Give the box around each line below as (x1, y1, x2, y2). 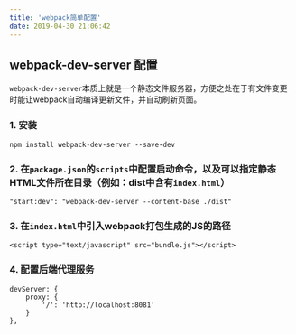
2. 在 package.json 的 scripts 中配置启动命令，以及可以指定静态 (9, 162, 277, 175)
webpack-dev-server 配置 (9, 57, 158, 72)
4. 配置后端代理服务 (9, 264, 95, 276)
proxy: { (25, 292, 59, 302)
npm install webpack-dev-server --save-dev (9, 140, 176, 149)
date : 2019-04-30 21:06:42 (9, 22, 111, 31)
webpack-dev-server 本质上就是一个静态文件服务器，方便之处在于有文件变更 (9, 83, 288, 94)
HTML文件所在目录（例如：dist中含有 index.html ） (9, 176, 230, 189)
